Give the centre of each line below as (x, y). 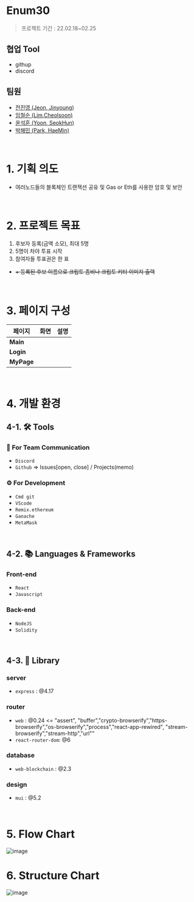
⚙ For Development (36, 483)
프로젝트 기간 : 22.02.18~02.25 (58, 28)
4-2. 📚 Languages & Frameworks (71, 554)
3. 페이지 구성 (39, 311)
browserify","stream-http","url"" (55, 733)
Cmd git (25, 497)
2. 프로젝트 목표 (43, 225)
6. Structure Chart (53, 876)
